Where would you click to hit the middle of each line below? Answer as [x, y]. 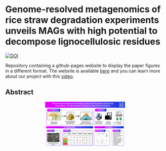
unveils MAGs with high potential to [81, 31]
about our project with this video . [40, 76]
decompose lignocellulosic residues [83, 42]
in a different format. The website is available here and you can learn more [83, 71]
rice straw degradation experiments [82, 20]
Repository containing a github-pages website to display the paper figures [83, 65]
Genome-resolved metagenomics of [83, 9]
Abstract [19, 92]
